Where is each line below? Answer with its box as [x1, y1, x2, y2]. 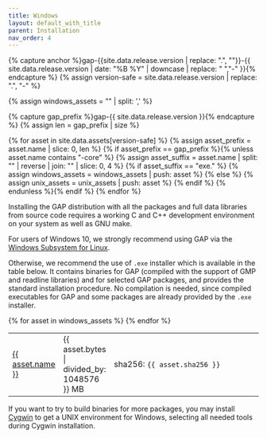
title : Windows [8, 11, 59, 20]
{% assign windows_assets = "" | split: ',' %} [8, 96, 153, 106]
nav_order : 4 [8, 33, 52, 42]
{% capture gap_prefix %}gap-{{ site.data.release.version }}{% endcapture [8, 112, 255, 122]
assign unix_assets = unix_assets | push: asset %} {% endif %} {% [8, 178, 226, 188]
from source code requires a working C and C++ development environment [8, 210, 255, 220]
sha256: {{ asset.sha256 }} [114, 359, 221, 370]
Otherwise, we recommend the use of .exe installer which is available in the [8, 258, 256, 268]
